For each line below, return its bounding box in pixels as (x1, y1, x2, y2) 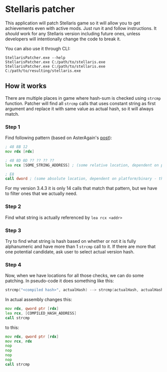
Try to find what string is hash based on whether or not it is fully (5, 238, 136, 244)
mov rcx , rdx (5, 339, 32, 344)
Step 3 (5, 227, 21, 234)
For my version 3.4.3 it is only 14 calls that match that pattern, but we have (5, 186, 158, 191)
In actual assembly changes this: (5, 297, 72, 303)
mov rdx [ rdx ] (5, 149, 35, 154)
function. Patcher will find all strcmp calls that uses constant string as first (5, 100, 156, 106)
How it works (5, 82, 47, 90)
